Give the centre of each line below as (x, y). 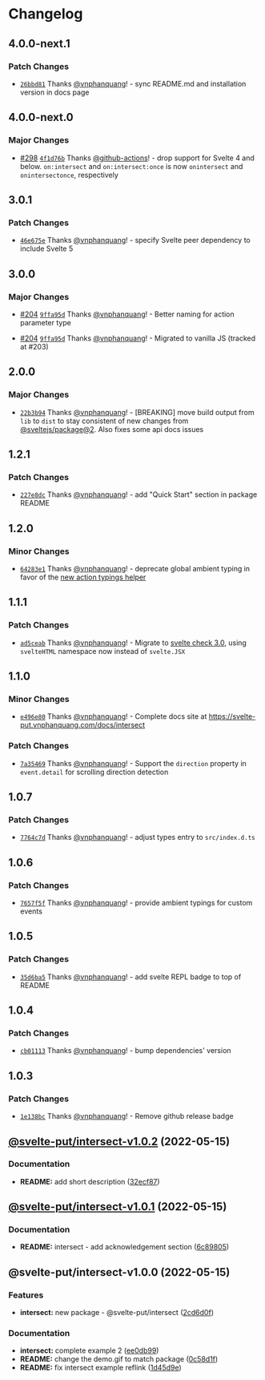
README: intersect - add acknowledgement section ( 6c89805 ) (124, 1247)
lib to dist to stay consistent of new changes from (104, 421)
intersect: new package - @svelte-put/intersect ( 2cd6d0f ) (117, 1313)
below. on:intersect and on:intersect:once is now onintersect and (131, 166)
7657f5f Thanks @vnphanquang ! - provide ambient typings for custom (136, 903)
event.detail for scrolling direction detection (94, 772)
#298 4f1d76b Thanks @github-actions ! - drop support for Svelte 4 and (137, 158)
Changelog (46, 14)
